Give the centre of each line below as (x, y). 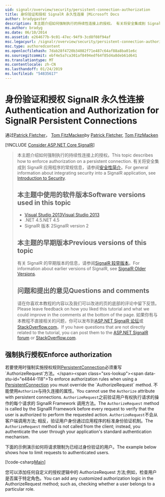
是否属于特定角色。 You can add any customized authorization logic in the (79, 478)
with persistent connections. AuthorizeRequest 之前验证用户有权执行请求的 (80, 397)
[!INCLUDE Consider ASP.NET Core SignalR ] (50, 145)
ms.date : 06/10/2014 (26, 32)
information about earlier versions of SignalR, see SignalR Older (82, 269)
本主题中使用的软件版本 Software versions (81, 195)
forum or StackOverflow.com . (47, 338)
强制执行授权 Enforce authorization (58, 355)
